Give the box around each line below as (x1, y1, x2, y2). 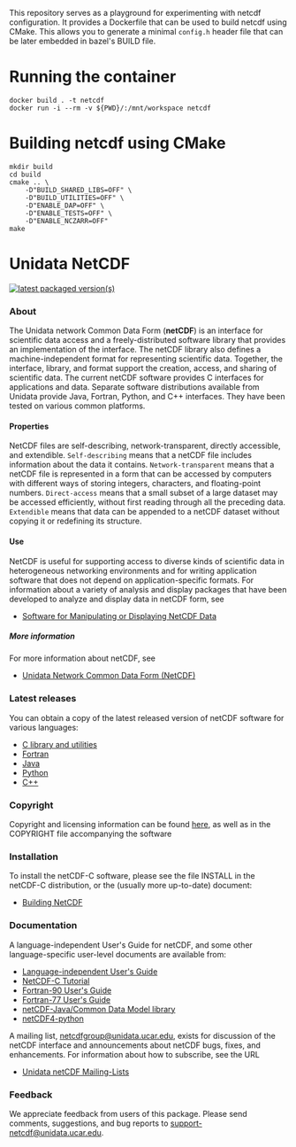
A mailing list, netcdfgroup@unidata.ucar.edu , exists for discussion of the (9, 1030, 276, 1041)
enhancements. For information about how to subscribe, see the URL (9, 1049, 261, 1059)
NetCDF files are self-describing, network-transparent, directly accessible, (9, 440, 281, 451)
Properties (9, 421, 49, 431)
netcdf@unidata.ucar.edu (9, 1127, 102, 1137)
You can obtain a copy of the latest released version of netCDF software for (9, 712, 285, 723)
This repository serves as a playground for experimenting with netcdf (9, 8, 262, 18)
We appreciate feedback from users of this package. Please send (9, 1108, 247, 1119)
